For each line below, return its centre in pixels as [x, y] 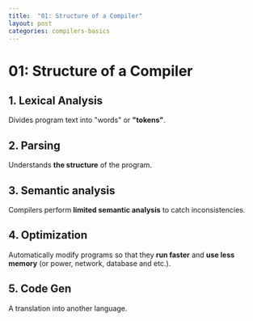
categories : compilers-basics [59, 31]
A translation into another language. [68, 308]
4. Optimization [48, 235]
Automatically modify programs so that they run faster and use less [122, 255]
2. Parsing [34, 145]
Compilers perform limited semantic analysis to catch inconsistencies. [127, 210]
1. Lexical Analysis [56, 101]
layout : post [30, 23]
